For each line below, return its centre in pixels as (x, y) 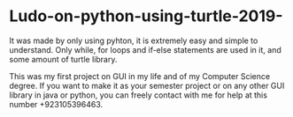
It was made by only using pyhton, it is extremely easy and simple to (134, 40)
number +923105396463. (56, 104)
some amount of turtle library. (63, 59)
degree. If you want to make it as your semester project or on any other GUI (147, 85)
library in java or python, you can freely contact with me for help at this (139, 95)
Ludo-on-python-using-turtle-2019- (146, 16)
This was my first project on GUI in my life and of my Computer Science (140, 76)
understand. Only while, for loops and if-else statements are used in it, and (145, 49)
